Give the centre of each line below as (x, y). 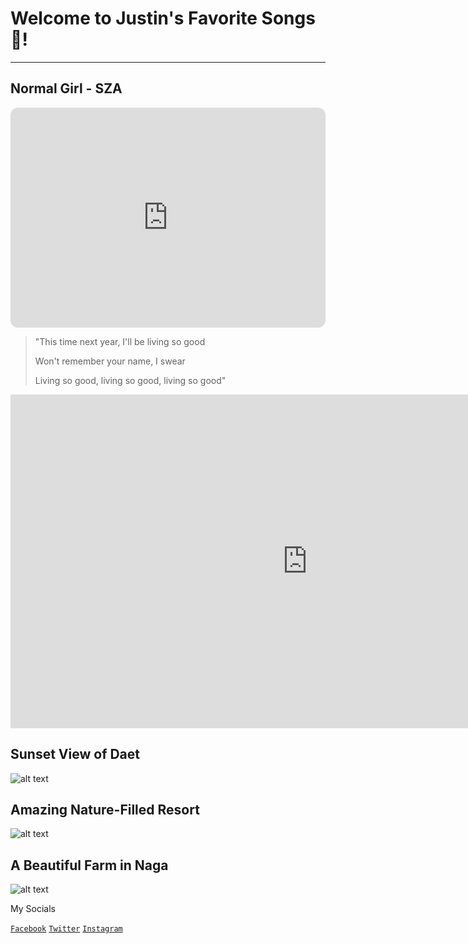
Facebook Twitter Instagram (66, 929)
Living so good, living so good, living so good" (130, 380)
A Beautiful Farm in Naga (89, 865)
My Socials (33, 909)
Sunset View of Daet (75, 754)
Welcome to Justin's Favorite (134, 18)
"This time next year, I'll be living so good (120, 341)
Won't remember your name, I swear (110, 361)
